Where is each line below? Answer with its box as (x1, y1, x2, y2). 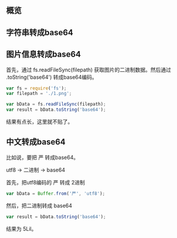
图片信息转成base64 (6, 49, 81, 59)
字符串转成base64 (6, 27, 73, 37)
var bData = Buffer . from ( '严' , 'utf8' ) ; (6, 190, 105, 196)
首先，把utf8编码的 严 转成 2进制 (6, 178, 85, 186)
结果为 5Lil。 (6, 225, 37, 232)
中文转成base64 (6, 137, 66, 147)
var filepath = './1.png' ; (6, 91, 72, 97)
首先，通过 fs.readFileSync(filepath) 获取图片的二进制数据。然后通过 (6, 66, 172, 73)
